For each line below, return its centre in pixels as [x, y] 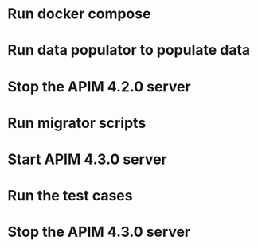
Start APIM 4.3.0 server [88, 159]
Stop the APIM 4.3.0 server [99, 232]
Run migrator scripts [77, 123]
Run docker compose [79, 14]
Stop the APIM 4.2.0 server [100, 86]
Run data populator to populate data [129, 50]
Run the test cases [70, 196]
